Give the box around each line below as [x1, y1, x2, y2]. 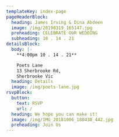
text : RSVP [16, 100, 43, 106]
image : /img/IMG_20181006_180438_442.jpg [11, 117, 114, 122]
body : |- [11, 47, 33, 52]
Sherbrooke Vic [16, 73, 54, 79]
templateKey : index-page [6, 8, 66, 15]
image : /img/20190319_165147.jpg [11, 24, 93, 31]
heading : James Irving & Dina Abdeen [11, 19, 103, 25]
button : [11, 95, 30, 101]
